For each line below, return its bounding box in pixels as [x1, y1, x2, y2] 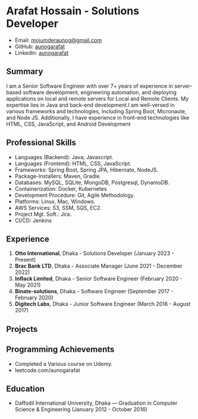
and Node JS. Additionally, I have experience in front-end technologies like [6, 114, 190, 121]
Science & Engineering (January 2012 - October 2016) [14, 406, 147, 413]
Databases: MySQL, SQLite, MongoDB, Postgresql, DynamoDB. [14, 179, 170, 186]
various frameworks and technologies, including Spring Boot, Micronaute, [6, 107, 187, 114]
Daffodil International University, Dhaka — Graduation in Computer [14, 399, 178, 406]
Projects [6, 324, 38, 334]
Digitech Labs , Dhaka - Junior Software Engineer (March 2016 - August [14, 300, 191, 308]
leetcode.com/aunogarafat [14, 367, 80, 374]
